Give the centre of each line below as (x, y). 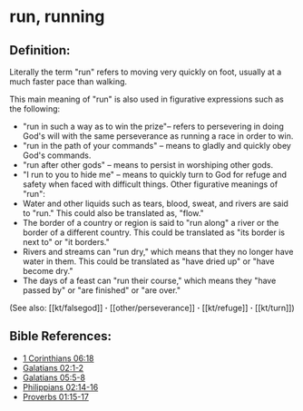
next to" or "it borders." (66, 242)
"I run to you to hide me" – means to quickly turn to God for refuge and (155, 175)
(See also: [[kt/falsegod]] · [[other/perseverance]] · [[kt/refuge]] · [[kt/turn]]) (152, 308)
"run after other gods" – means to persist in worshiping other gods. (148, 165)
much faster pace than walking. (68, 82)
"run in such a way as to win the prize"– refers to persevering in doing (153, 126)
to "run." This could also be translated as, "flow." (113, 213)
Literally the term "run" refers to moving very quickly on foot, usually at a (146, 72)
